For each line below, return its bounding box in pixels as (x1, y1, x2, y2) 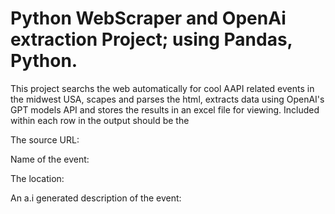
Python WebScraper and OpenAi (10, 7, 287, 30)
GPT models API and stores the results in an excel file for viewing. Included (10, 103, 320, 116)
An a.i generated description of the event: (10, 192, 182, 204)
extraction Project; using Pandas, (10, 28, 293, 51)
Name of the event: (10, 153, 90, 165)
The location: (10, 172, 65, 184)
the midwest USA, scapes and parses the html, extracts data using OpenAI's (10, 93, 325, 105)
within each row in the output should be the (10, 114, 190, 126)
